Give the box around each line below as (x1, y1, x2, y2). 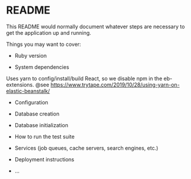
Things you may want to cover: (6, 41, 81, 48)
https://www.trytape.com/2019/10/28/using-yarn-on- (50, 81, 180, 88)
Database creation (14, 110, 60, 117)
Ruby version (14, 52, 47, 59)
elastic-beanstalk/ (6, 87, 50, 94)
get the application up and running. (6, 29, 91, 36)
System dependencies (14, 63, 70, 71)
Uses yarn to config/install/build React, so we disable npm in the (6, 75, 163, 82)
